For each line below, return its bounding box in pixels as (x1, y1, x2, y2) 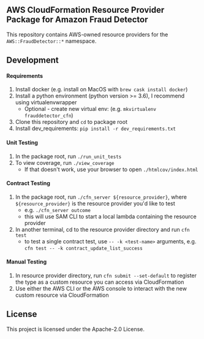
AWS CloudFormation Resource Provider (6, 5, 165, 15)
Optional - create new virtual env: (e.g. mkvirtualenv (24, 105, 156, 113)
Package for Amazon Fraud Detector (6, 15, 148, 25)
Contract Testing (6, 180, 51, 187)
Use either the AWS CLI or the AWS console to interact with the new (15, 285, 187, 292)
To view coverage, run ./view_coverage (15, 159, 115, 166)
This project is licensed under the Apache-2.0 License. (6, 325, 145, 333)
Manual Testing (6, 258, 47, 265)
